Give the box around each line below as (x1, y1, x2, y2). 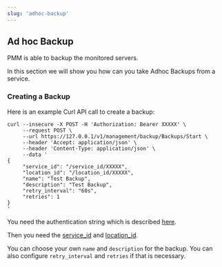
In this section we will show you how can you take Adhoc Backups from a (7, 67, 216, 76)
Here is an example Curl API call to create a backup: (7, 108, 155, 116)
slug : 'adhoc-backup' (7, 10, 70, 17)
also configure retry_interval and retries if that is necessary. (7, 251, 186, 259)
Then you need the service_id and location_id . (7, 230, 139, 239)
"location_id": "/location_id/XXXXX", (22, 169, 134, 176)
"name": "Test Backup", (22, 175, 91, 182)
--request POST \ (22, 127, 72, 134)
